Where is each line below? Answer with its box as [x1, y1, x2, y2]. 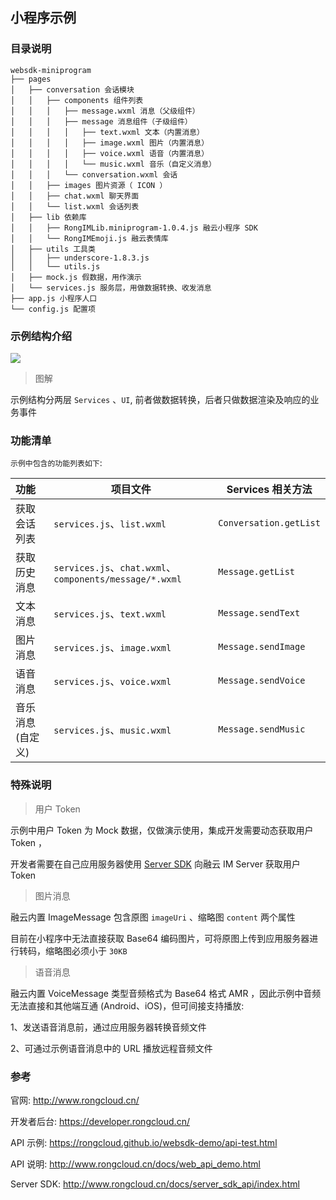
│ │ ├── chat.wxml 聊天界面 [10, 191, 140, 201]
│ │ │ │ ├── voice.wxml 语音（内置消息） [10, 148, 210, 158]
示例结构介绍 [10, 329, 73, 343]
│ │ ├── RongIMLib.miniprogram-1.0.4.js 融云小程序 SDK [10, 223, 258, 233]
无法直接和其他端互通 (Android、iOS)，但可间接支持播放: [10, 999, 245, 1012]
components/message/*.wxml [53, 574, 182, 585]
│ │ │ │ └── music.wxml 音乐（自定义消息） [10, 159, 217, 169]
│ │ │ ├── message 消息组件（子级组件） [10, 116, 193, 127]
